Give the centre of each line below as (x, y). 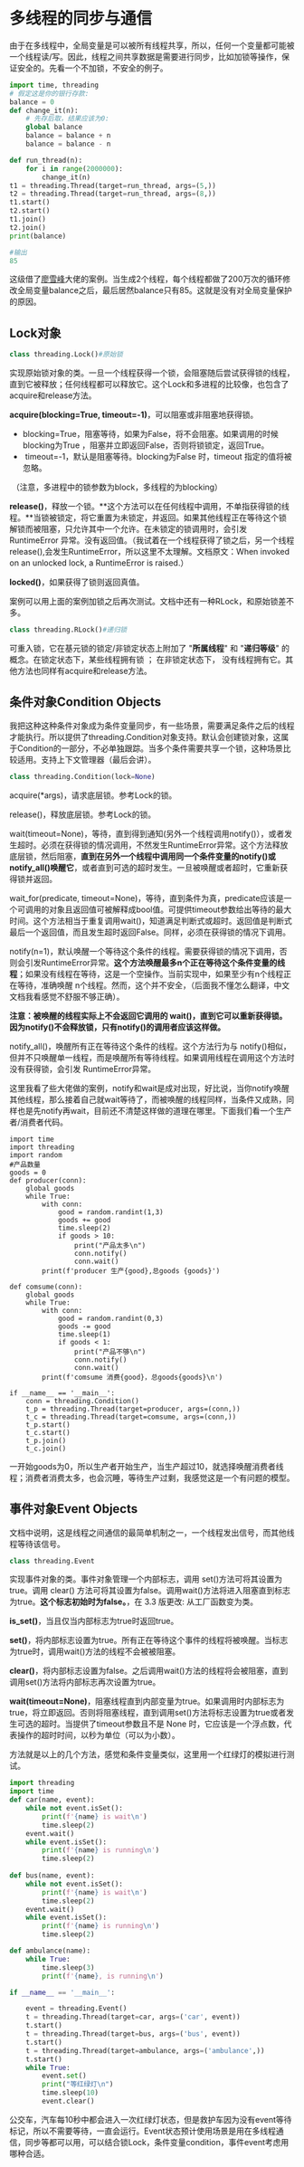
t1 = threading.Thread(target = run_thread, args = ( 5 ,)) (113, 185)
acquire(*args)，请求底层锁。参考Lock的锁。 (93, 795)
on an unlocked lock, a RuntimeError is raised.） (99, 563)
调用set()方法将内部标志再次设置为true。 (85, 1682)
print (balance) (38, 236)
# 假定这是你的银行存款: (49, 93)
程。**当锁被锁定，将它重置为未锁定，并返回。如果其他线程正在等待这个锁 (148, 518)
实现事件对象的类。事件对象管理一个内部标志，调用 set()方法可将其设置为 (146, 1579)
